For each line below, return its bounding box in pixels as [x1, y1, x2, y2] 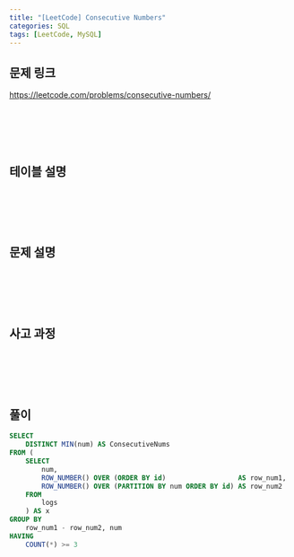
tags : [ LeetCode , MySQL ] [9, 30, 102, 39]
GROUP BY [9, 515, 42, 525]
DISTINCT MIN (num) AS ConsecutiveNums [25, 440, 170, 449]
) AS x [25, 507, 50, 516]
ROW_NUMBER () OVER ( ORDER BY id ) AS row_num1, [41, 473, 287, 483]
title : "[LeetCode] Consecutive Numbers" [9, 13, 167, 22]
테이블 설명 [9, 163, 67, 179]
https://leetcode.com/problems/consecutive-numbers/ [9, 90, 212, 100]
